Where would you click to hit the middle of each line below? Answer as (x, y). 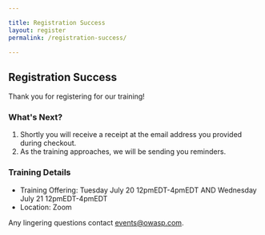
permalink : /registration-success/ (68, 38)
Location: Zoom (46, 207)
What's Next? (35, 117)
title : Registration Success (57, 22)
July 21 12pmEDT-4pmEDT (64, 198)
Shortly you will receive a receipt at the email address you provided (131, 135)
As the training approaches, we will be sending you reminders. (123, 152)
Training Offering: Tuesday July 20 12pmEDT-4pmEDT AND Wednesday (139, 190)
